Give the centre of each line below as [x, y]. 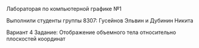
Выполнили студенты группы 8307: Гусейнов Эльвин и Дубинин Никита [100, 20]
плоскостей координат [36, 39]
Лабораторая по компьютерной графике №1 [64, 9]
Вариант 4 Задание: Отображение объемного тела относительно [91, 32]
